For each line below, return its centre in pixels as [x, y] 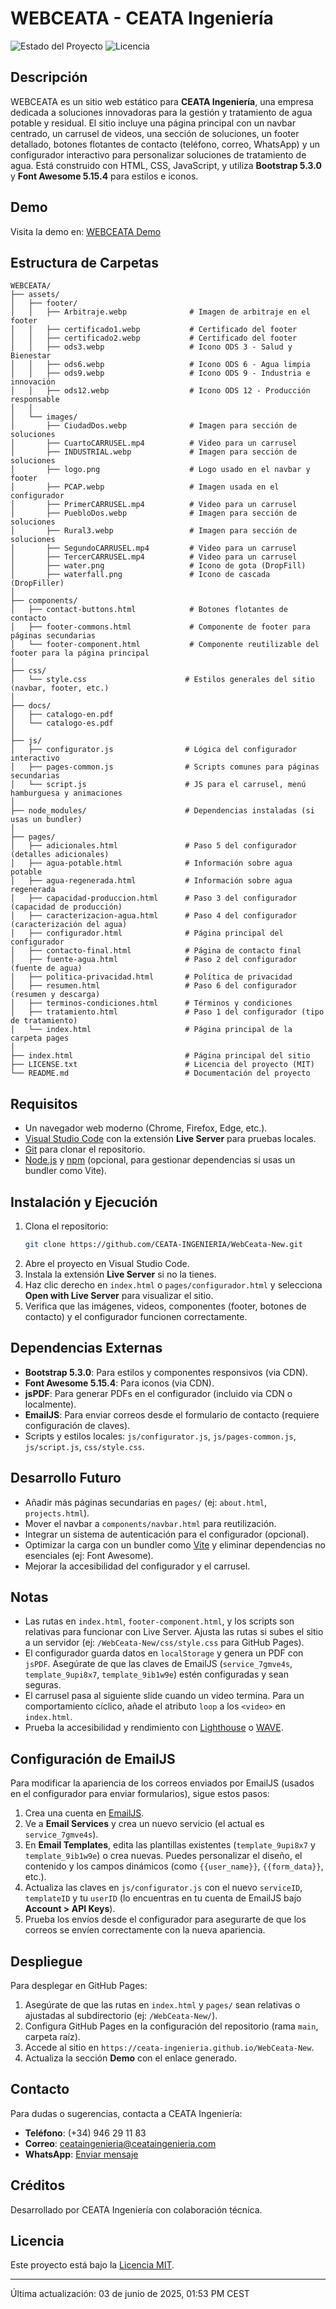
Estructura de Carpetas [85, 262]
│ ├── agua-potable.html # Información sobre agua [151, 863]
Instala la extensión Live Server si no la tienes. [120, 1274]
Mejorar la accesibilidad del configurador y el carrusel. [137, 1566]
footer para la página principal [80, 653]
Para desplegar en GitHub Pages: [79, 1985]
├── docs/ [31, 706]
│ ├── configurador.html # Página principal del [147, 933]
